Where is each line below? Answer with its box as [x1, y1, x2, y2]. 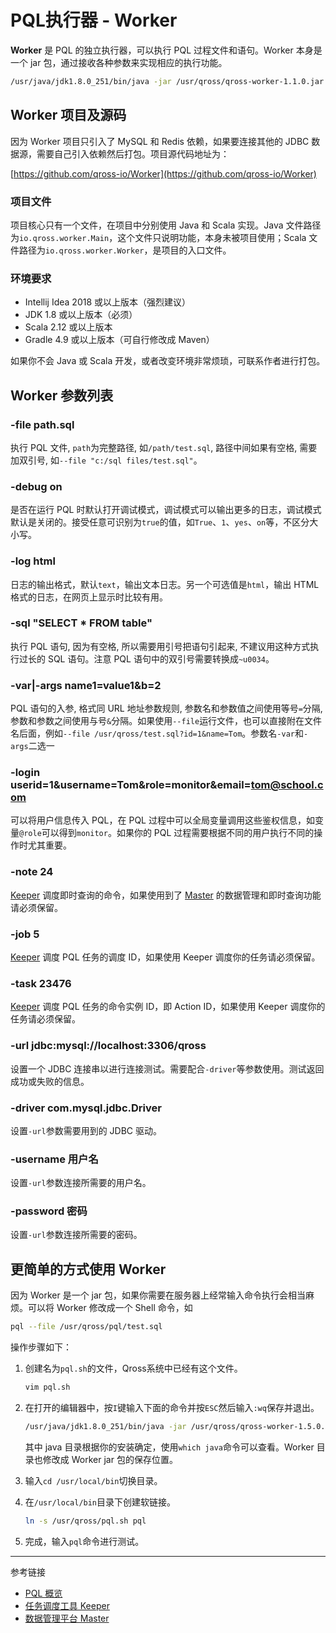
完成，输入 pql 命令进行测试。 [24, 1535, 145, 1547]
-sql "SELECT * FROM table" [10, 616, 153, 630]
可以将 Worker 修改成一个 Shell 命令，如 [27, 1302, 193, 1314]
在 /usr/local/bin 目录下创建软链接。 [24, 1496, 177, 1508]
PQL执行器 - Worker [10, 9, 178, 32]
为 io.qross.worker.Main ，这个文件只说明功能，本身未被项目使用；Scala [10, 231, 307, 243]
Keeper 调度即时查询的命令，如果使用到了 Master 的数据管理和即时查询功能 [10, 889, 322, 901]
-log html [10, 554, 56, 568]
